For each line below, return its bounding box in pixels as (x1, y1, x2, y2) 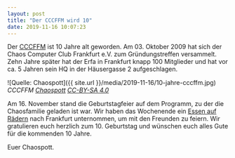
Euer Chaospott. (7, 143, 55, 152)
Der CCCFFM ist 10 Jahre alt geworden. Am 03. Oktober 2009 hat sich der (7, 43, 222, 51)
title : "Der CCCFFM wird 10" (7, 17, 93, 24)
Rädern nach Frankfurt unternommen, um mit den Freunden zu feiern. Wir (7, 114, 221, 123)
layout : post (7, 10, 46, 18)
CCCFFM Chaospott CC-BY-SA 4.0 (7, 86, 109, 95)
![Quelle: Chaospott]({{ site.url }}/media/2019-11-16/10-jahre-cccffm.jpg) (7, 79, 216, 87)
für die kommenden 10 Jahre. (7, 129, 93, 138)
